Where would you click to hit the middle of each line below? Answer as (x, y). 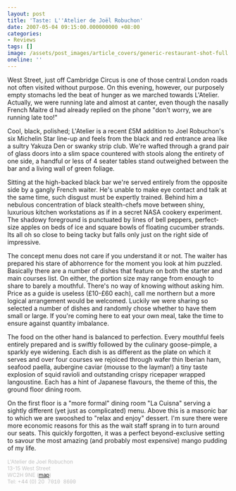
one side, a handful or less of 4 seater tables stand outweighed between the (118, 161)
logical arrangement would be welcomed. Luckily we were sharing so (108, 301)
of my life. (22, 448)
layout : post (26, 14)
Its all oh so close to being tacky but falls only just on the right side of (108, 234)
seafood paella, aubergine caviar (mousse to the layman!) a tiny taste (107, 367)
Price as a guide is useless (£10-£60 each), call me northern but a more (111, 293)
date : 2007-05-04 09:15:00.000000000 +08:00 (74, 27)
